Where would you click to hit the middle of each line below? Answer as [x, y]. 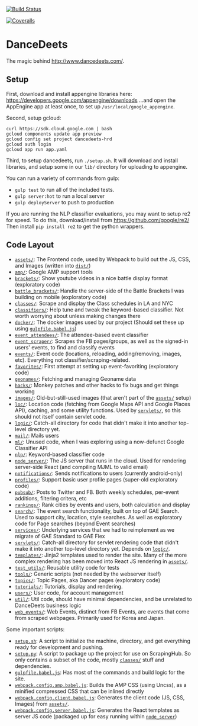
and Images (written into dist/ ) [53, 265]
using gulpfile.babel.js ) [46, 328]
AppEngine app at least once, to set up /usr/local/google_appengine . [91, 106]
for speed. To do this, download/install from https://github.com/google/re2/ [98, 220]
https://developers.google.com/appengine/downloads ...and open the [91, 100]
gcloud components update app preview [54, 134]
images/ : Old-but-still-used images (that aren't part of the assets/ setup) [103, 397]
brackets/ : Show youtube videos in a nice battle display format [91, 278]
